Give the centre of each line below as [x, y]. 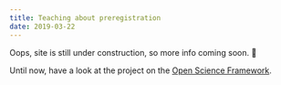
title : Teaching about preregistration [85, 18]
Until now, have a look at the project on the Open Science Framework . [140, 70]
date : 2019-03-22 [42, 27]
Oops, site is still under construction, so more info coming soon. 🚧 [133, 52]
